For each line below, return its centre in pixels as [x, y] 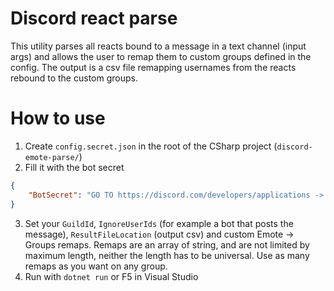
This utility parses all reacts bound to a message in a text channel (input [158, 46]
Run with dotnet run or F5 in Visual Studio [111, 276]
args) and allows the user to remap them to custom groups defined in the [161, 56]
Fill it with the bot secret [74, 167]
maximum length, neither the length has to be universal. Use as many [167, 255]
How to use [58, 118]
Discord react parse [94, 18]
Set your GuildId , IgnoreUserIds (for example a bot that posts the [159, 223]
